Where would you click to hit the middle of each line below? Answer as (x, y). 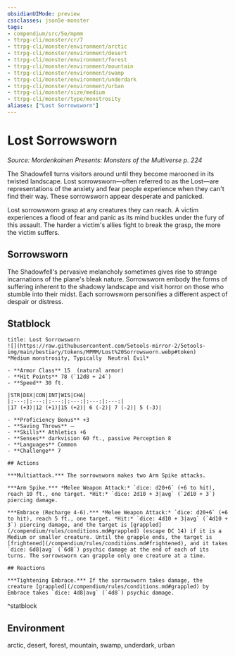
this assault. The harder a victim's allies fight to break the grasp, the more (114, 225)
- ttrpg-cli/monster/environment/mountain (70, 66)
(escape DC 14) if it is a (182, 531)
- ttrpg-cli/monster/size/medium (56, 92)
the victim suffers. (33, 232)
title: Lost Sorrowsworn (44, 340)
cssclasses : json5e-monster (49, 20)
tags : (15, 27)
